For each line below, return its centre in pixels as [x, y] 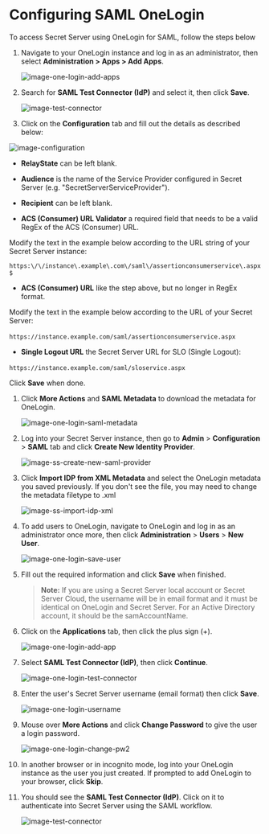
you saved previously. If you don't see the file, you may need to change [139, 486]
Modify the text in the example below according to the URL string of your [130, 242]
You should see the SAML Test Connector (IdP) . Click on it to [122, 797]
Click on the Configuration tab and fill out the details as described [130, 123]
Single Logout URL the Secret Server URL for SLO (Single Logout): [131, 351]
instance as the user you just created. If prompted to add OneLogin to [136, 773]
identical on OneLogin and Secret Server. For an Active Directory [148, 607]
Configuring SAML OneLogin [107, 15]
